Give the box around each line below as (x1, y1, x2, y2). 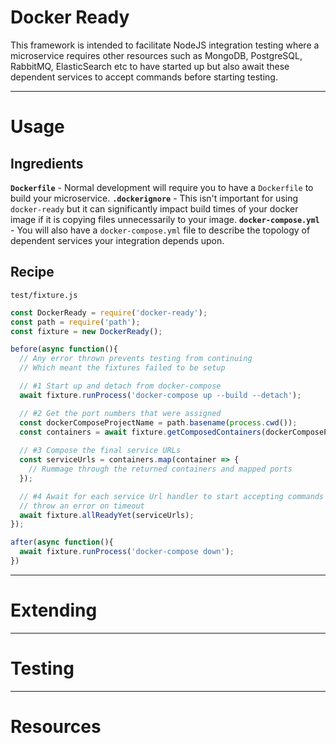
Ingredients (10, 155, 84, 172)
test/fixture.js (10, 290, 78, 300)
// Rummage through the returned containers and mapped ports (28, 464, 293, 474)
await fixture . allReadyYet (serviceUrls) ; (19, 510, 195, 520)
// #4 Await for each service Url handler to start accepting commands (19, 491, 325, 501)
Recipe (10, 264, 55, 281)
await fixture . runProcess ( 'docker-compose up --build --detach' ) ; (19, 390, 302, 400)
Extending (10, 599, 98, 622)
